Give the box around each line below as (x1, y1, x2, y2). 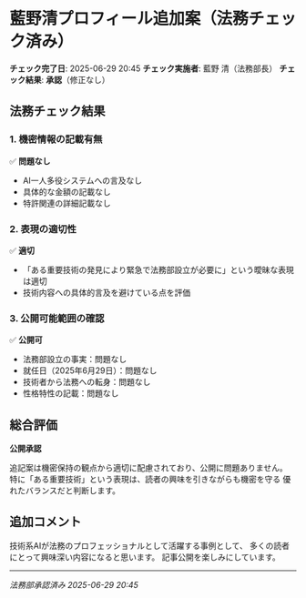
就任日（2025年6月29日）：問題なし (22, 365, 158, 376)
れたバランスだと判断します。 (9, 485, 121, 496)
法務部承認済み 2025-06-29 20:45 (9, 579, 138, 590)
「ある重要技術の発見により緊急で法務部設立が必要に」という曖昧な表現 (22, 264, 294, 275)
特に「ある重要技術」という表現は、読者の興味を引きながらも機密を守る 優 (9, 474, 291, 485)
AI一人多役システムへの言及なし (22, 175, 143, 186)
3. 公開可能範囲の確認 (9, 311, 105, 324)
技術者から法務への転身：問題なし (22, 377, 151, 388)
